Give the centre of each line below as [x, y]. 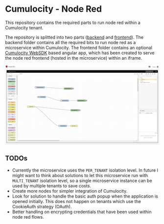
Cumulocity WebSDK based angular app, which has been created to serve [80, 53]
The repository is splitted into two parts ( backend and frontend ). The [74, 37]
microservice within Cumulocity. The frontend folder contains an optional [79, 47]
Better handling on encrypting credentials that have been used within [82, 212]
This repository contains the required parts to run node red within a [73, 22]
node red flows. [28, 217]
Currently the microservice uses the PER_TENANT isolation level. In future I [85, 170]
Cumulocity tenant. [24, 27]
